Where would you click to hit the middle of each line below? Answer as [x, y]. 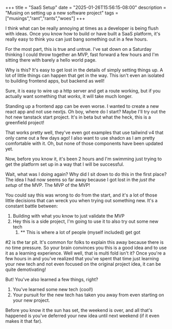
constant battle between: [31, 206]
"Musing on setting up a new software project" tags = [62, 13]
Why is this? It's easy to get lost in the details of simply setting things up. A [84, 70]
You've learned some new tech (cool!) [53, 289]
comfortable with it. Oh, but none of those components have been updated [84, 143]
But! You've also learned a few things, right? [52, 279]
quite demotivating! [26, 269]
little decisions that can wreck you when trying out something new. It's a [81, 200]
